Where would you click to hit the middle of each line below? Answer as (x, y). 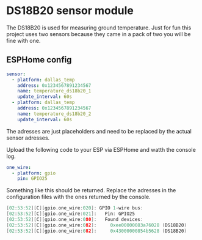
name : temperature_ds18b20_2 (54, 114)
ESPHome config (39, 60)
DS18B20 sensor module (70, 11)
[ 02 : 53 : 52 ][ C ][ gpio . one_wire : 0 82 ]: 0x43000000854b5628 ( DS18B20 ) (97, 231)
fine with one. (23, 40)
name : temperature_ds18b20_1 (54, 91)
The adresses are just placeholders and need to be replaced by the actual (99, 131)
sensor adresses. (28, 138)
